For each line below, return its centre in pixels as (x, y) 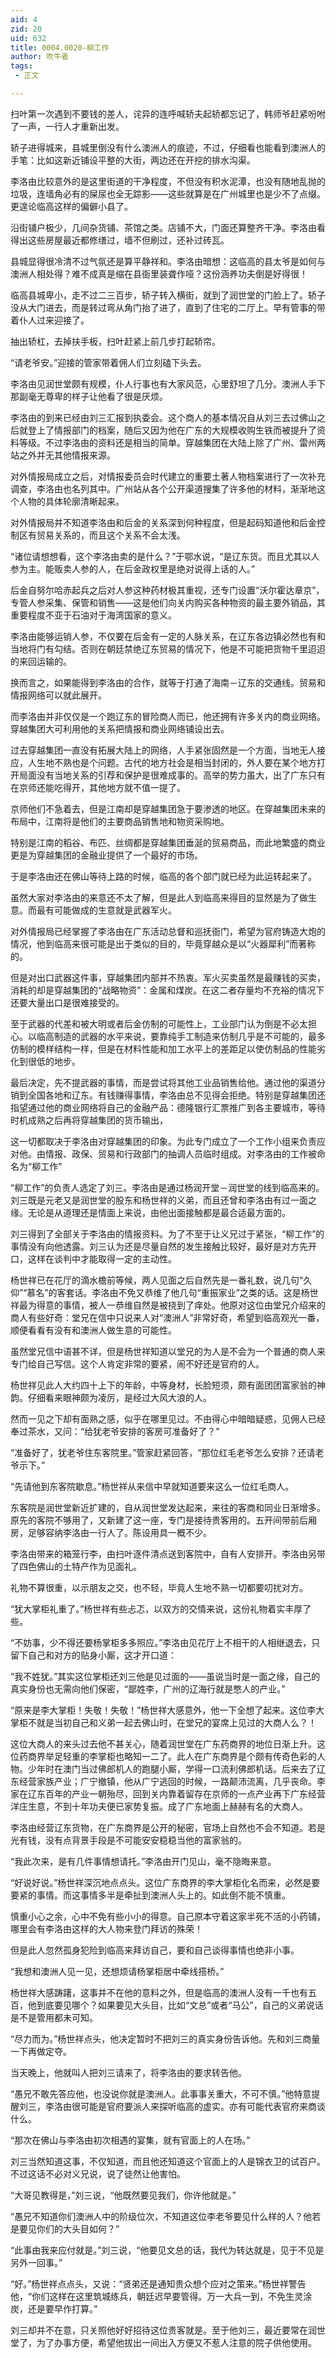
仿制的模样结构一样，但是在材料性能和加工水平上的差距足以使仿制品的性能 (163, 1048)
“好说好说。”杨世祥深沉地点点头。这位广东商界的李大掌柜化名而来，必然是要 (165, 1882)
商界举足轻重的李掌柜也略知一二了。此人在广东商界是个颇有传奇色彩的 (172, 1756)
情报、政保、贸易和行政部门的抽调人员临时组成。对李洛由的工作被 (180, 1153)
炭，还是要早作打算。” (54, 2308)
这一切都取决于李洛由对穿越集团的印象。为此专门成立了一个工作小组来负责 (163, 1141)
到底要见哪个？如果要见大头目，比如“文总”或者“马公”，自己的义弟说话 (180, 2005)
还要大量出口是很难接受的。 (67, 1002)
